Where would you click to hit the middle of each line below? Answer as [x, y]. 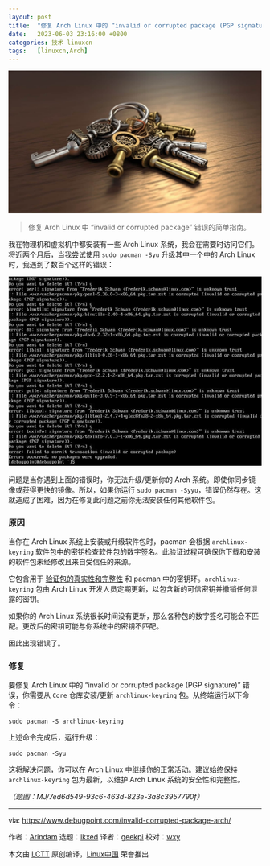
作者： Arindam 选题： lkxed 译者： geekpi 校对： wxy [94, 837]
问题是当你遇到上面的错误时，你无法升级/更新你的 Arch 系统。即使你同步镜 [132, 480]
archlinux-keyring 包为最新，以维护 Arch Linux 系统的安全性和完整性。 [127, 780]
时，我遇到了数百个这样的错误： [61, 264]
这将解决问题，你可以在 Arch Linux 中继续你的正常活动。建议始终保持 [123, 769]
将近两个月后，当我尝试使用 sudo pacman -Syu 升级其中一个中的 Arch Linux [132, 254]
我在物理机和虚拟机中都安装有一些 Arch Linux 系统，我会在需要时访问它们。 [134, 244]
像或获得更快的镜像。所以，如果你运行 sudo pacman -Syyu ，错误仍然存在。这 [135, 489]
